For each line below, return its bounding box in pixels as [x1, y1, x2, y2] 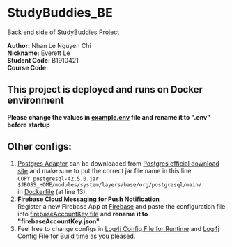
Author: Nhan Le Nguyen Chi [7, 41, 92, 49]
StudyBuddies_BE [7, 5, 113, 21]
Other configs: [7, 141, 72, 152]
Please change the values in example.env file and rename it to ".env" [7, 113, 211, 121]
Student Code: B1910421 [7, 56, 79, 64]
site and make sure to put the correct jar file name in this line [17, 166, 192, 175]
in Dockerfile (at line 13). [17, 187, 88, 196]
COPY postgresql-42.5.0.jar [17, 175, 99, 182]
